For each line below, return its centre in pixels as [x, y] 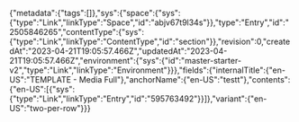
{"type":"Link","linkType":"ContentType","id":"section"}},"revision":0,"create [150, 41]
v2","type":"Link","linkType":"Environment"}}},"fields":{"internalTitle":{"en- [148, 70]
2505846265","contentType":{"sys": [77, 32]
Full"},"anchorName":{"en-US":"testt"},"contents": [197, 79]
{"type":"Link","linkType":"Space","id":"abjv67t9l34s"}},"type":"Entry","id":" [149, 22]
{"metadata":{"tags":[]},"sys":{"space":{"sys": [95, 13]
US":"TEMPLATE [41, 79]
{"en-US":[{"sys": [42, 89]
